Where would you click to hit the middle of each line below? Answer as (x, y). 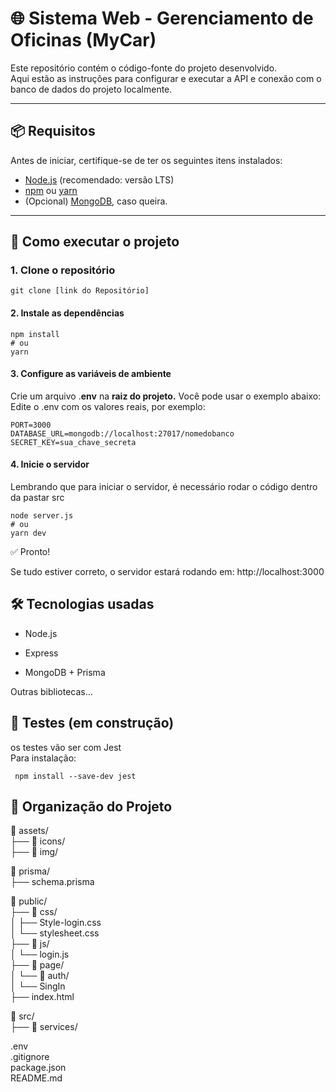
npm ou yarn (51, 190)
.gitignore (30, 1057)
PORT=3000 (31, 425)
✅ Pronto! (30, 552)
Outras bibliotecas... (51, 691)
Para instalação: (43, 758)
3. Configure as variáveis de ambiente (91, 374)
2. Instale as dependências (67, 313)
